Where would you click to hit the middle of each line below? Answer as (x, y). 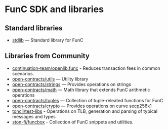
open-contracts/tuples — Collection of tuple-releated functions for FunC (88, 100)
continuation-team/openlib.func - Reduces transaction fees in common (86, 68)
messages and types (34, 116)
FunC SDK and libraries (54, 9)
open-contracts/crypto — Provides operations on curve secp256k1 (82, 106)
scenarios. (23, 73)
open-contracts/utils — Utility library (50, 79)
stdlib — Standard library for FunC (48, 40)
